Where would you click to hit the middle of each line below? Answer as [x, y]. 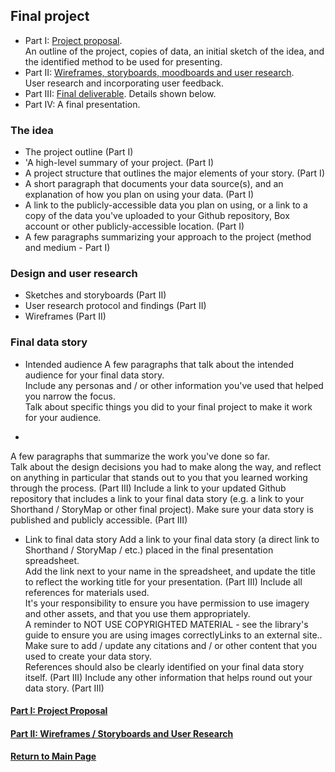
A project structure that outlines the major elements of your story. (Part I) [174, 173]
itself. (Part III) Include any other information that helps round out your [168, 677]
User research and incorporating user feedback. [124, 83]
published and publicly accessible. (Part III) [99, 520]
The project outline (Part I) [79, 152]
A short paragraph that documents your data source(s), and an [154, 184]
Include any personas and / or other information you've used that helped [174, 385]
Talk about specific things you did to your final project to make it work [168, 406]
